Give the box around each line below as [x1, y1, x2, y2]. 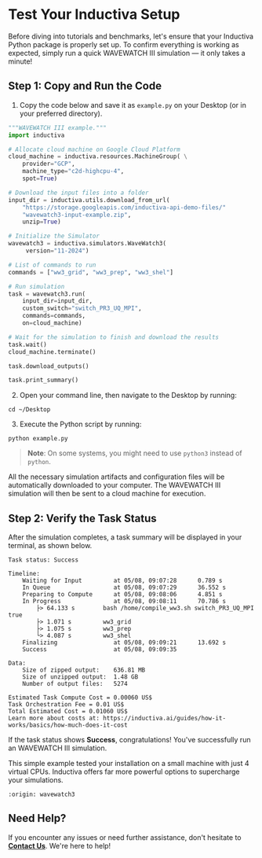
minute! [8, 57, 33, 66]
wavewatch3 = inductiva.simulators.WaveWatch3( [8, 240, 167, 248]
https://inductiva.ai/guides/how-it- [103, 714, 226, 723]
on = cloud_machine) [22, 319, 82, 327]
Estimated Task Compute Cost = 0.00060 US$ [8, 694, 153, 701]
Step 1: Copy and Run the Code [8, 79, 162, 93]
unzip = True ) [22, 218, 61, 226]
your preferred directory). [19, 109, 103, 118]
